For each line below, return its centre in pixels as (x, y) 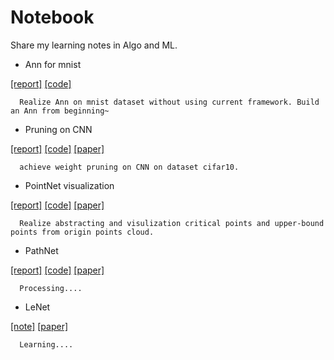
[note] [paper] (39, 326)
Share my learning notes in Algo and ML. (94, 45)
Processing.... (51, 288)
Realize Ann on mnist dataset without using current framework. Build (169, 102)
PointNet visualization (69, 185)
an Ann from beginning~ (60, 111)
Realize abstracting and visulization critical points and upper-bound (172, 223)
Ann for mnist (53, 64)
